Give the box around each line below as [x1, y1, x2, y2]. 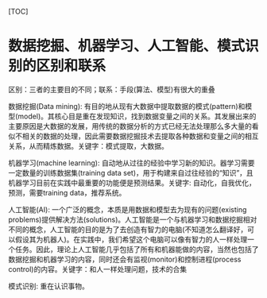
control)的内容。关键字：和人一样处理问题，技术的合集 [8, 264, 188, 273]
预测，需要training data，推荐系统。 [8, 188, 126, 197]
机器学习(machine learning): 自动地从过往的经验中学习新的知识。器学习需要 [8, 158, 255, 168]
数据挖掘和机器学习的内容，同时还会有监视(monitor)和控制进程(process [8, 254, 242, 264]
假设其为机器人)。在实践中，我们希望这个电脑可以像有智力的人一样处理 [14, 234, 248, 244]
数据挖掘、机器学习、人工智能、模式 [8, 37, 246, 55]
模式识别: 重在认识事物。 [8, 281, 89, 291]
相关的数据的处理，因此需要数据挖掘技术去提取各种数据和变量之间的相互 [21, 131, 259, 141]
